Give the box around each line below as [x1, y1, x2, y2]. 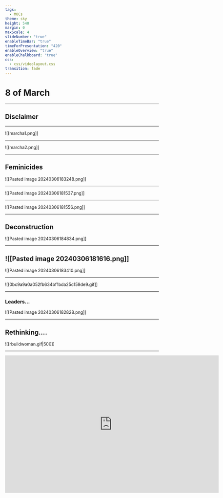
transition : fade [5, 66, 41, 71]
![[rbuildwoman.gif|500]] [5, 341, 55, 347]
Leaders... [5, 299, 30, 305]
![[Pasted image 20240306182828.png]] [5, 309, 86, 315]
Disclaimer [5, 113, 39, 121]
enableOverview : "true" [5, 48, 54, 53]
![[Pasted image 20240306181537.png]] [5, 190, 85, 196]
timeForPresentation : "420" [5, 43, 62, 48]
